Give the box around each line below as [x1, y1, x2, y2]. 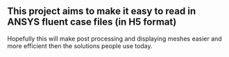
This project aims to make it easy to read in [7, 5, 196, 17]
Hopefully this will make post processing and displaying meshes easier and [7, 34, 222, 43]
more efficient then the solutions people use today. [7, 41, 153, 50]
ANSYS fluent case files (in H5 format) [7, 16, 177, 28]
